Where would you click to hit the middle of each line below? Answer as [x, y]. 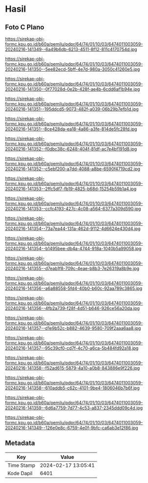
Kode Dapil [20, 473]
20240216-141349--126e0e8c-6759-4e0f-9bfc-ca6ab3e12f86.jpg [72, 428]
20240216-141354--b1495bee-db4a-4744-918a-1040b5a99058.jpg [73, 248]
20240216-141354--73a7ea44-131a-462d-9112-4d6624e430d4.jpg [73, 229]
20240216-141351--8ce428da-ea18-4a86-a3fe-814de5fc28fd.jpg [71, 129]
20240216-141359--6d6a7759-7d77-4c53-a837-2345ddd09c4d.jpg [74, 408]
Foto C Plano [25, 27]
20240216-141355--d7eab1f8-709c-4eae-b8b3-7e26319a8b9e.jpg [72, 268]
